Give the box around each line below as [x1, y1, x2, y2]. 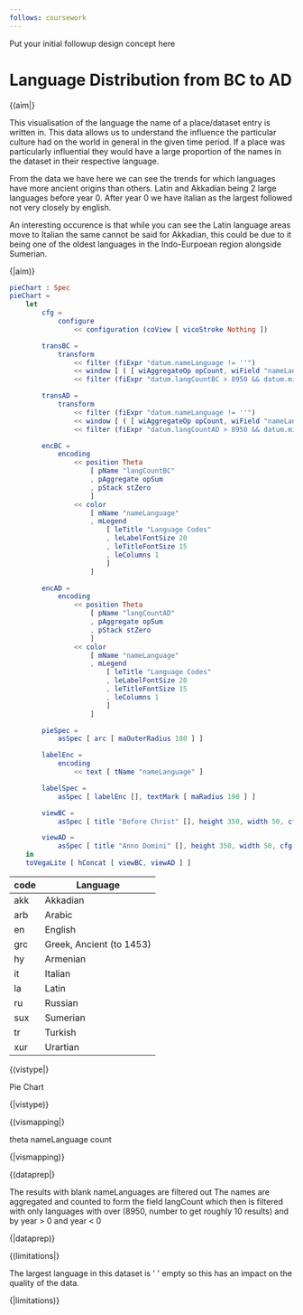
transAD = [41, 391, 78, 400]
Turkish [44, 1026, 77, 1038]
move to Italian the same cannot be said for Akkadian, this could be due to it [9, 229, 291, 240]
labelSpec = [41, 784, 87, 793]
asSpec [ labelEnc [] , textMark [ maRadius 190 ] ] [57, 792, 256, 801]
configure [57, 317, 95, 326]
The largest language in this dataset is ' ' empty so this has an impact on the [9, 1267, 293, 1279]
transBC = [41, 341, 78, 351]
